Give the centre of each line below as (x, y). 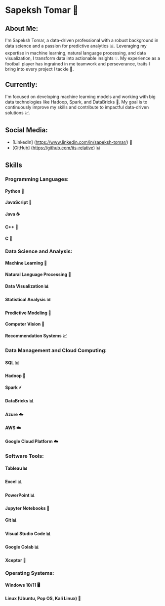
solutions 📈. (18, 112)
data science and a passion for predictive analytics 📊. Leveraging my (76, 46)
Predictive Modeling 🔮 (28, 313)
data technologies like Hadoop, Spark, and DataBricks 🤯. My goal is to (76, 102)
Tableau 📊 (16, 468)
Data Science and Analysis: (39, 251)
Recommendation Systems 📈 (36, 335)
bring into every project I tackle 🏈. (40, 69)
